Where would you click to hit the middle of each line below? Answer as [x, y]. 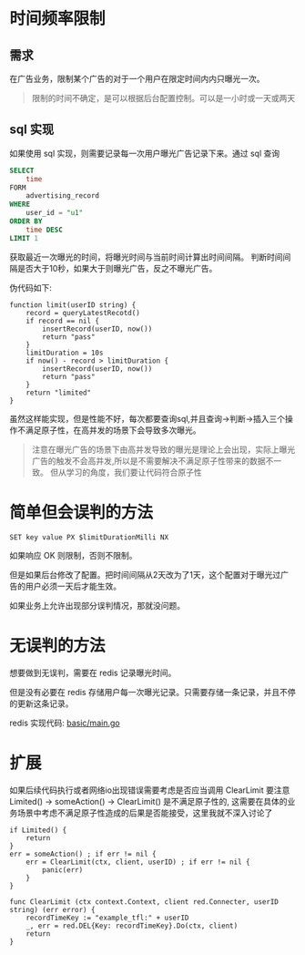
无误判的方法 [58, 646]
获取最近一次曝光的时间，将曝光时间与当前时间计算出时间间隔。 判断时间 [146, 257]
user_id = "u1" [55, 213]
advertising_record [63, 196]
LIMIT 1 [24, 238]
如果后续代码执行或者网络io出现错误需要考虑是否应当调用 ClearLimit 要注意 [150, 790]
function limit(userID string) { [73, 305]
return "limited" [59, 393]
